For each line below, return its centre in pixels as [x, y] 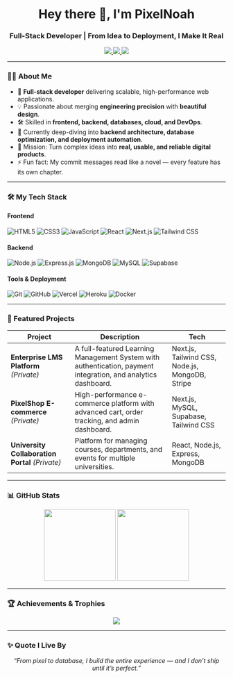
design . [28, 114]
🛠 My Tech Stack [37, 197]
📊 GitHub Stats [34, 495]
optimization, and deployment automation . [80, 139]
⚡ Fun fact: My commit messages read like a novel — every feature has [119, 162]
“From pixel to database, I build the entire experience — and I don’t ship [116, 660]
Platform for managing [111, 441]
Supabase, [189, 416]
